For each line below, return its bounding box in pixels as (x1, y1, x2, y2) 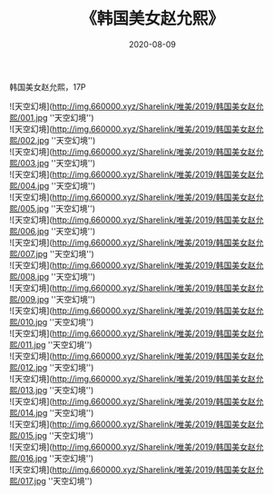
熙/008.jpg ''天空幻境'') (9, 271, 96, 282)
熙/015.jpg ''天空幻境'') (9, 430, 93, 441)
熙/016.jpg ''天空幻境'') (9, 452, 94, 463)
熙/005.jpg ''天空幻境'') (9, 203, 96, 213)
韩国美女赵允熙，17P (9, 81, 86, 92)
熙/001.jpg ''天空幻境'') (9, 112, 94, 123)
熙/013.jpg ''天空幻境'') (9, 384, 94, 395)
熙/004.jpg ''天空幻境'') (9, 180, 96, 191)
